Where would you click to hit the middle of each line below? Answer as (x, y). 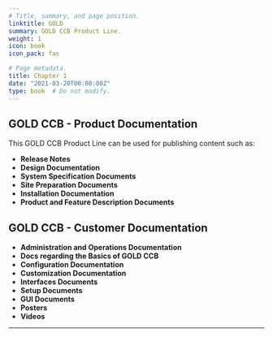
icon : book (27, 46)
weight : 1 (25, 39)
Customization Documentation (73, 274)
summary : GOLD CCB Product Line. (65, 31)
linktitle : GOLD (36, 24)
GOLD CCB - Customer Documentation (108, 228)
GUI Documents (48, 299)
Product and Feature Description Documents (97, 202)
